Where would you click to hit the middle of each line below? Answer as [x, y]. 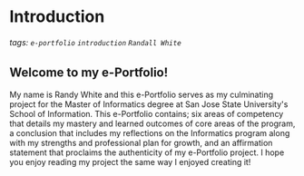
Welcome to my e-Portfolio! [89, 73]
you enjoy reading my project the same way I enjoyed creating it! [130, 161]
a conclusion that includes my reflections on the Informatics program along [150, 132]
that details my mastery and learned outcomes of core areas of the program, [152, 123]
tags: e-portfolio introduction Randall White [95, 42]
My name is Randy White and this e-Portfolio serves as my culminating [142, 94]
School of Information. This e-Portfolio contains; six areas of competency [147, 113]
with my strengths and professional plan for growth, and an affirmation [141, 142]
